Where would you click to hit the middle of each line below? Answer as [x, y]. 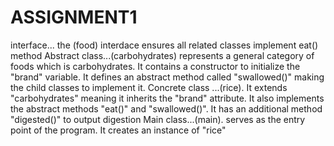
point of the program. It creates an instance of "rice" [118, 130]
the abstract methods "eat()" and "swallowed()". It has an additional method [166, 108]
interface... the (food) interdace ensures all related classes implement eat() [164, 45]
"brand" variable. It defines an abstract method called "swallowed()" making [167, 77]
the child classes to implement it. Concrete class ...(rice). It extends [149, 87]
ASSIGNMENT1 [74, 17]
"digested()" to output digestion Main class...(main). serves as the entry [158, 119]
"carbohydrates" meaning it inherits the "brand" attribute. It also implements [167, 98]
